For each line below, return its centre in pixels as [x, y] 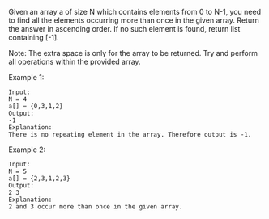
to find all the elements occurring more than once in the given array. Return [134, 20]
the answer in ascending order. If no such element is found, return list [124, 29]
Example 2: [27, 150]
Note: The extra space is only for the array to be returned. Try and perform [133, 53]
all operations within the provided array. [75, 61]
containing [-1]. [34, 37]
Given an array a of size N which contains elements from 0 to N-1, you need [135, 12]
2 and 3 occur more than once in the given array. [96, 207]
